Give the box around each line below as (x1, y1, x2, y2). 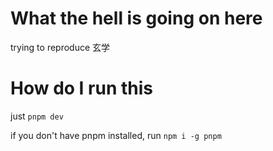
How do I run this (10, 77, 154, 100)
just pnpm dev (10, 110, 64, 122)
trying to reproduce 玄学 (10, 41, 111, 53)
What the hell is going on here (10, 7, 263, 30)
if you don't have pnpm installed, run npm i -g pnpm (10, 129, 222, 141)
